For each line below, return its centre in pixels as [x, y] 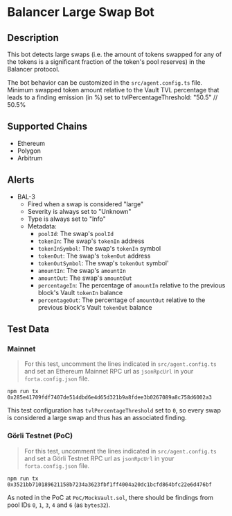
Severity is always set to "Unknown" [79, 211]
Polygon [29, 151]
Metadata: [42, 226]
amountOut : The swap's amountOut [85, 278]
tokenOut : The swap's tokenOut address [94, 256]
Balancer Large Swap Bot [81, 12]
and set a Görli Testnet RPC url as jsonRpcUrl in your [99, 458]
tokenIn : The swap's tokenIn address [91, 241]
